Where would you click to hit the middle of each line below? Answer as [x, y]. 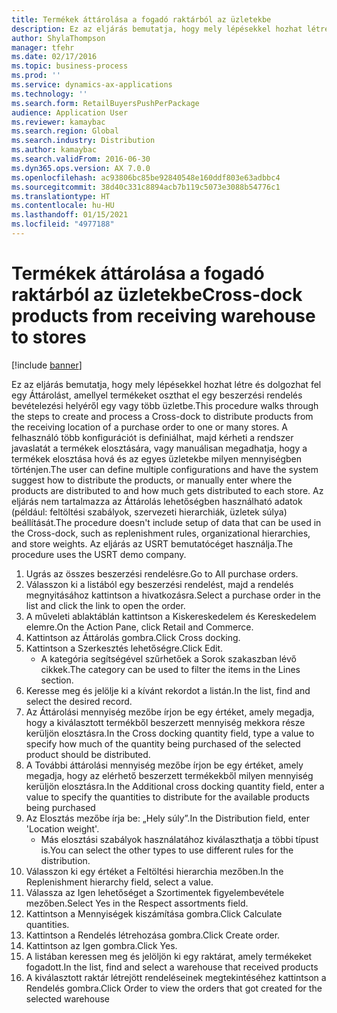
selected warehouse [68, 998]
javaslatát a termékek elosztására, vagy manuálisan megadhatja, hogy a [159, 448]
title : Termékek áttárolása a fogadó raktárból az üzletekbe [141, 19]
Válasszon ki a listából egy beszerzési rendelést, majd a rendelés [159, 584]
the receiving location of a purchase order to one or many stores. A [149, 427]
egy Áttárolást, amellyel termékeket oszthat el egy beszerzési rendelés [157, 395]
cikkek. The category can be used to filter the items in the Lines [170, 669]
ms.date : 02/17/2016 [54, 57]
